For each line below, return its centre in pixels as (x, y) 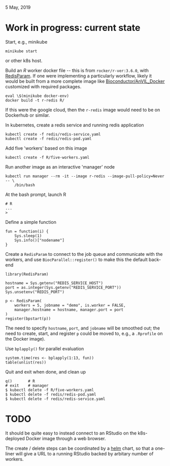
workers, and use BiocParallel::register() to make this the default (77, 259)
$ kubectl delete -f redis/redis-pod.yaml (51, 394)
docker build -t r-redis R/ (35, 100)
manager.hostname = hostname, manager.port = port (69, 310)
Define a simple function (31, 222)
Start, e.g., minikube (26, 42)
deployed (15, 438)
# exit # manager (27, 385)
